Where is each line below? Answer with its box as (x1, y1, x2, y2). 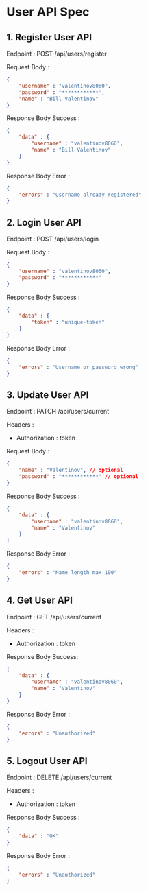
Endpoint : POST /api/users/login (6, 235, 99, 243)
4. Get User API (6, 595, 73, 606)
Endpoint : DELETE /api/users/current (6, 773, 112, 782)
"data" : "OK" (18, 833, 59, 840)
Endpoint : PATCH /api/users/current (6, 407, 110, 416)
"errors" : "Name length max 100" (18, 569, 117, 576)
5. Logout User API (6, 755, 88, 767)
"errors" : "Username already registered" (18, 191, 142, 198)
